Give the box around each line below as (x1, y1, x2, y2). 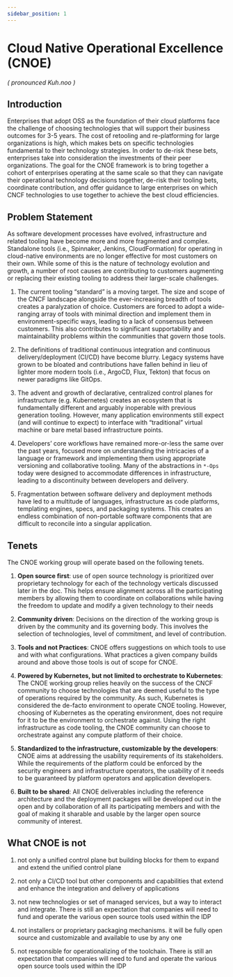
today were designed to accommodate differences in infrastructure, (17, 469, 211, 478)
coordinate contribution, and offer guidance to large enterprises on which (7, 183, 218, 192)
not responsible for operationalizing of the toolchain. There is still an (17, 946, 213, 955)
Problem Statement (7, 211, 93, 223)
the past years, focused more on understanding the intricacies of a (17, 447, 209, 455)
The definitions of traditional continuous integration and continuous (17, 346, 211, 354)
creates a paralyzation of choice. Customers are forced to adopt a (17, 303, 207, 311)
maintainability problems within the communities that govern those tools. (17, 332, 226, 340)
